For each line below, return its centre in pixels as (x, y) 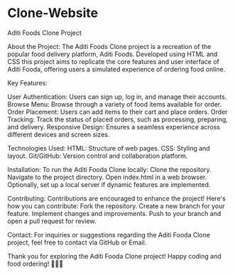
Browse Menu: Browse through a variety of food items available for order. (115, 104)
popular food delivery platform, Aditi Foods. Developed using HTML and (113, 54)
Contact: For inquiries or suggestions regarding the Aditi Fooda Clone (109, 234)
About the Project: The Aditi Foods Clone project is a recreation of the (109, 46)
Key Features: (27, 82)
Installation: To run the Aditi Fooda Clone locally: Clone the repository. (109, 169)
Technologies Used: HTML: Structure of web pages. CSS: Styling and (109, 148)
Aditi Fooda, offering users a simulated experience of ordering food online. (116, 69)
